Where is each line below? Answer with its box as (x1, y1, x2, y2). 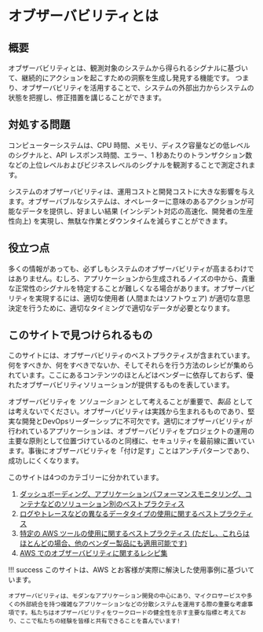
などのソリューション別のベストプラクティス (40, 499, 184, 508)
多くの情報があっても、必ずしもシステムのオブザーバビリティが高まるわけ (8, 264, 247, 273)
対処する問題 (8, 118, 71, 131)
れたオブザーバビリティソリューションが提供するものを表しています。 (8, 380, 234, 390)
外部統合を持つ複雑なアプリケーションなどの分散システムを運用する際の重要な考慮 (19, 601, 247, 608)
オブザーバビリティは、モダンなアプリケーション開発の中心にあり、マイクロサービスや (8, 592, 247, 601)
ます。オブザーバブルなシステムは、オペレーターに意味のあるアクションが (8, 196, 248, 205)
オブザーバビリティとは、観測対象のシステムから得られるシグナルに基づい (8, 64, 249, 72)
